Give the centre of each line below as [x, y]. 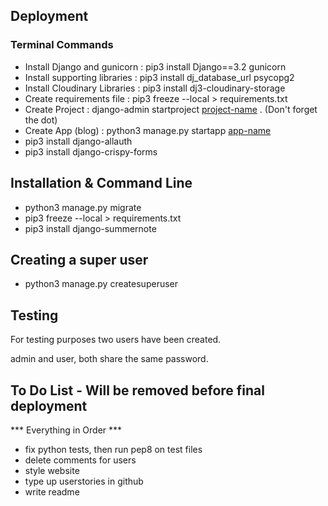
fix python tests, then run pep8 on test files [113, 449]
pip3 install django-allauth [78, 141]
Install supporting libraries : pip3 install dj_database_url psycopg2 [159, 77]
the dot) [41, 120]
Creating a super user [79, 259]
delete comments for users [80, 460]
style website [52, 470]
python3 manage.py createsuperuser [101, 284]
